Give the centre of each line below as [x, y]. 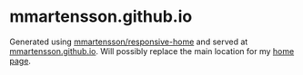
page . [20, 61]
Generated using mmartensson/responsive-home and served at [129, 42]
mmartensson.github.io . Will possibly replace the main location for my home [152, 51]
